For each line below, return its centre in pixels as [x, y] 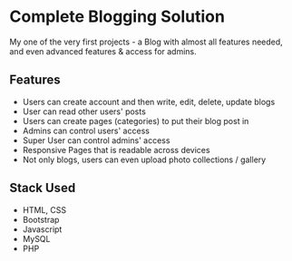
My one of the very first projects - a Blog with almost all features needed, [146, 42]
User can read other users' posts [84, 111]
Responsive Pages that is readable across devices [116, 150]
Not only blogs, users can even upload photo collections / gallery [144, 159]
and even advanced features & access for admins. [103, 51]
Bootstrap [41, 219]
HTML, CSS [44, 209]
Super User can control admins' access [96, 140]
